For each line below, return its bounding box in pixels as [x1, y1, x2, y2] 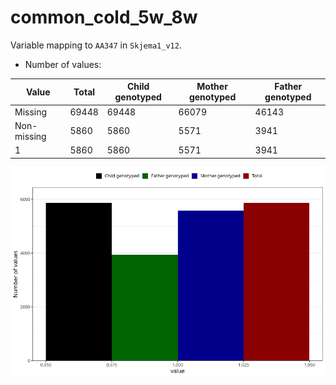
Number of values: [24, 58, 102, 70]
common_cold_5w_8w [10, 6, 198, 29]
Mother [196, 81, 228, 93]
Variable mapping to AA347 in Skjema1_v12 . [10, 39, 182, 51]
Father [274, 81, 303, 93]
